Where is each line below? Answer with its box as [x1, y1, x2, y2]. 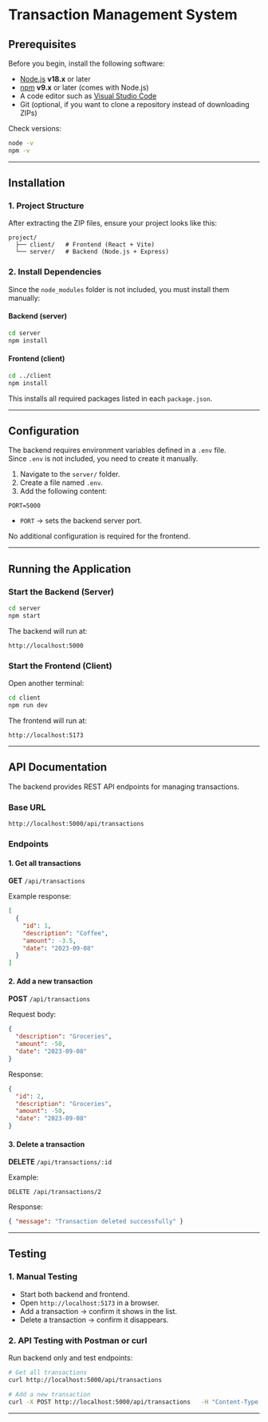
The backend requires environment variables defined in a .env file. [8, 446, 227, 455]
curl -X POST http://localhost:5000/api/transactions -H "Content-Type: [8, 1398, 262, 1406]
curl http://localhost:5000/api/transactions [8, 1376, 162, 1384]
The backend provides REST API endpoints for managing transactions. [8, 782, 240, 791]
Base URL [8, 802, 46, 813]
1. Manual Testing [8, 1271, 78, 1282]
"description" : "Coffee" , [22, 929, 109, 937]
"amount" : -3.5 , [22, 936, 77, 945]
